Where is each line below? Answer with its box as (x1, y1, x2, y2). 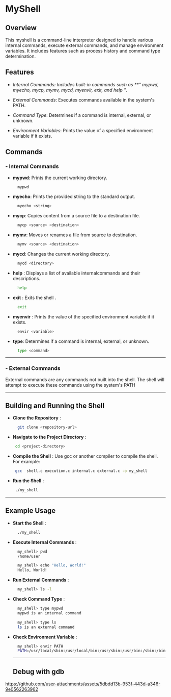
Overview (5, 23, 37, 32)
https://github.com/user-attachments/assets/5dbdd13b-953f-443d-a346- (5, 681, 161, 687)
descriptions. (12, 275, 41, 281)
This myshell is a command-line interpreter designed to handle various (5, 37, 154, 43)
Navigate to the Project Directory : (12, 434, 87, 440)
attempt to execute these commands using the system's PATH (5, 382, 136, 388)
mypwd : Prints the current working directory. (12, 175, 108, 181)
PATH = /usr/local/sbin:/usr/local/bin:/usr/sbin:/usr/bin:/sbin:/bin (17, 649, 166, 654)
